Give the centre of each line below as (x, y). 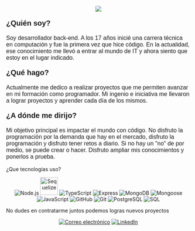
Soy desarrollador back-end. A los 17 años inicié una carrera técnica (95, 38)
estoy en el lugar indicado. (40, 58)
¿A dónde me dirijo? (42, 116)
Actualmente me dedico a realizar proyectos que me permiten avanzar (97, 87)
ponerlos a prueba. (31, 157)
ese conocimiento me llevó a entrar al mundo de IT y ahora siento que (97, 51)
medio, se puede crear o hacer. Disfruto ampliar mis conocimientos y (95, 150)
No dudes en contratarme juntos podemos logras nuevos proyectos (88, 210)
